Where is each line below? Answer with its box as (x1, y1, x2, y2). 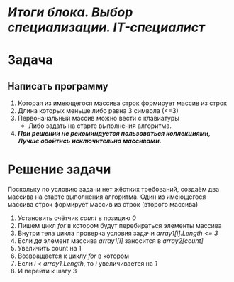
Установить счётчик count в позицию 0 (17, 214, 137, 222)
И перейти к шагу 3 (17, 267, 77, 276)
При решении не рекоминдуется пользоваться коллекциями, (17, 129, 211, 138)
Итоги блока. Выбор (7, 4, 133, 21)
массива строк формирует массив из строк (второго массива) (7, 200, 199, 209)
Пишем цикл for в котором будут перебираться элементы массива (17, 222, 222, 230)
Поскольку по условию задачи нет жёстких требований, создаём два (7, 185, 220, 194)
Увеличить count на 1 (17, 244, 82, 253)
